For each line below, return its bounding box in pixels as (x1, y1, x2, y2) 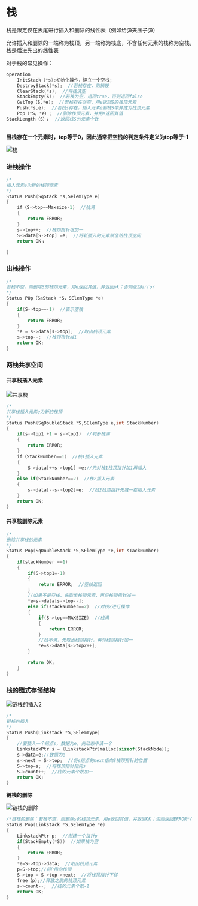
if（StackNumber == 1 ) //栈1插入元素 (17, 453, 103, 459)
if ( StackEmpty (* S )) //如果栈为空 (17, 838, 99, 844)
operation (6, 71, 31, 77)
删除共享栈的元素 (6, 537, 42, 543)
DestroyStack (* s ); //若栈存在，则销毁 (17, 82, 109, 89)
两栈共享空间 (6, 361, 44, 369)
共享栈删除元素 (6, 518, 43, 525)
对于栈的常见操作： (6, 59, 54, 67)
